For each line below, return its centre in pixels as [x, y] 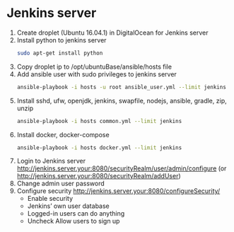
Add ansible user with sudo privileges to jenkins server [97, 74]
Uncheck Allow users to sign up [74, 221]
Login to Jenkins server [51, 161]
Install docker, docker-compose [63, 134]
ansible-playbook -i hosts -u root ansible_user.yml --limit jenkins [122, 87]
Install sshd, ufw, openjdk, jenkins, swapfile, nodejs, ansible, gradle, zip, [122, 100]
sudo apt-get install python [60, 53]
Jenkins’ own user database [69, 206]
